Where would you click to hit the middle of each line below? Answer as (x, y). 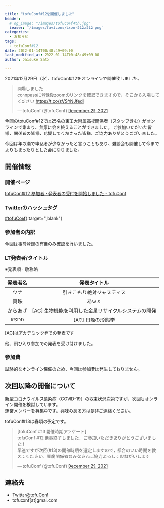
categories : (17, 32)
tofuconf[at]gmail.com (35, 500)
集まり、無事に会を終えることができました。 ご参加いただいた (85, 127)
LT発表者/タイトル (26, 258)
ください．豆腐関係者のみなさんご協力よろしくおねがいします (88, 456)
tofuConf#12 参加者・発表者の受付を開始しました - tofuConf (66, 194)
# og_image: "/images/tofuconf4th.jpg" (50, 23)
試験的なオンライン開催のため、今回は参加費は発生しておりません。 (73, 369)
